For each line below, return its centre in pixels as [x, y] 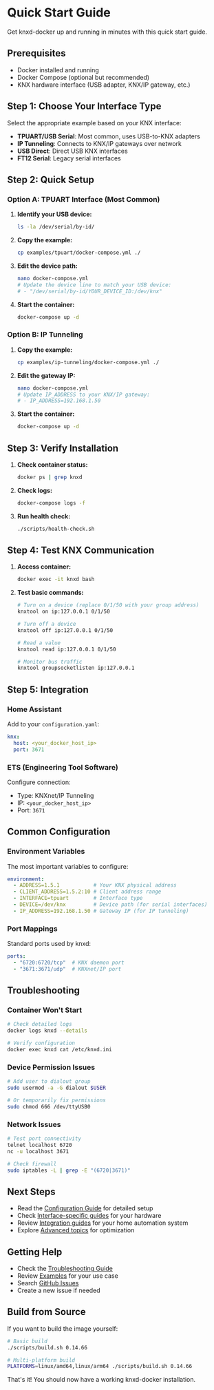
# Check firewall [32, 1164]
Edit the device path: [47, 266]
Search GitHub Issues [48, 1283]
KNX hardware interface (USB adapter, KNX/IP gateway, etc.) [104, 85]
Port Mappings [32, 929]
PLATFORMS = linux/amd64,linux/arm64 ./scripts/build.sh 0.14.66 [100, 1367]
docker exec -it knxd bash [56, 580]
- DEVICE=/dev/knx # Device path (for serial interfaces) [110, 905]
